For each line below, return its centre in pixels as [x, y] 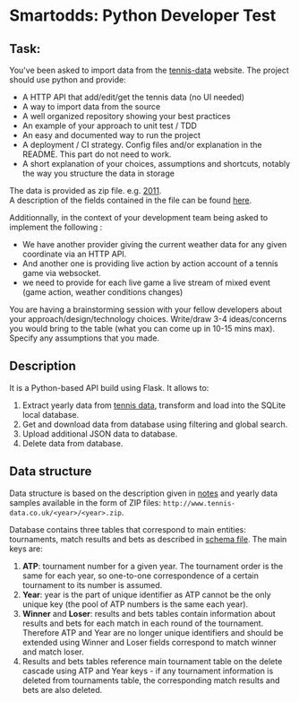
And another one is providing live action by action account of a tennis [150, 264]
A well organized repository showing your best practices [126, 116]
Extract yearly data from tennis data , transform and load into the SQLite [154, 405]
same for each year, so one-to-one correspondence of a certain [141, 576]
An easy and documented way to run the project [111, 135]
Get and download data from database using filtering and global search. [155, 424]
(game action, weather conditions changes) [103, 292]
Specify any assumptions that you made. [84, 338]
